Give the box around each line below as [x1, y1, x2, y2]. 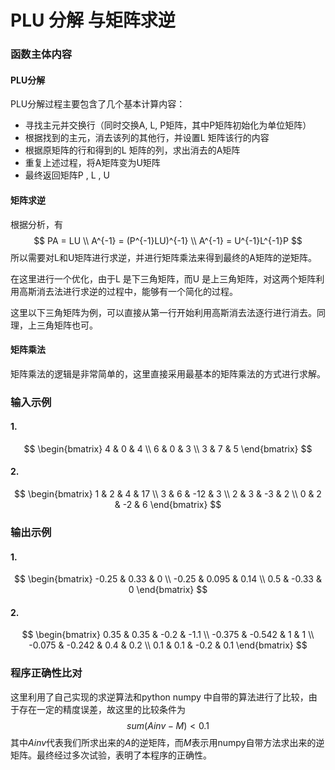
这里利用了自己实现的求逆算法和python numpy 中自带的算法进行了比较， [10, 691, 309, 703]
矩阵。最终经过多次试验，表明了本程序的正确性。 [10, 749, 212, 761]
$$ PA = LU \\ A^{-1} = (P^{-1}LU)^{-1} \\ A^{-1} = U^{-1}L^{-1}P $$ [33, 234, 303, 246]
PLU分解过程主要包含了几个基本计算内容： [10, 98, 186, 110]
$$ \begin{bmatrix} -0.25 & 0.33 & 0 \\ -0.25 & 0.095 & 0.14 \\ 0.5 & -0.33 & [14, 573, 322, 585]
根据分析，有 [10, 218, 63, 230]
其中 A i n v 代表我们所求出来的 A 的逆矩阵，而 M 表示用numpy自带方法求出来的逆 [10, 736, 325, 748]
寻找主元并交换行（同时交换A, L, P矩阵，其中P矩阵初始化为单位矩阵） [24, 119, 312, 131]
